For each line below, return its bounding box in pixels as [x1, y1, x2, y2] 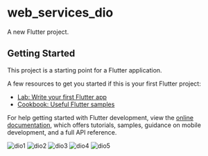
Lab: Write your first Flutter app [17, 92, 107, 101]
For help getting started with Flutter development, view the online [7, 113, 194, 121]
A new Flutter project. [7, 28, 69, 36]
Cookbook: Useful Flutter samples [17, 100, 115, 108]
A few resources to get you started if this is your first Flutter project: [7, 79, 201, 88]
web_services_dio [7, 5, 114, 21]
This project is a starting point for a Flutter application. [7, 66, 162, 74]
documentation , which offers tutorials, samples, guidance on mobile [7, 121, 201, 129]
